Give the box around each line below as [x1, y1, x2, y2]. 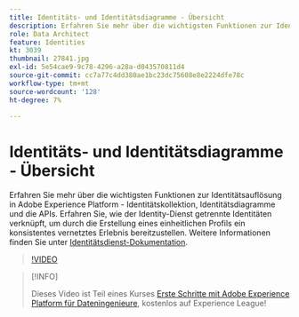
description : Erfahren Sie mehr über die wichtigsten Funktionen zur [9, 21, 273, 30]
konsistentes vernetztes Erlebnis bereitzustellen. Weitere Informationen [9, 227, 271, 238]
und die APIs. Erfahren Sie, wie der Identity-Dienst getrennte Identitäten [9, 209, 272, 219]
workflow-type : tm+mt [9, 79, 90, 88]
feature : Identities [9, 37, 86, 47]
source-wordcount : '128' [9, 87, 101, 96]
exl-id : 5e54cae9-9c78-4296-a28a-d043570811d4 [9, 63, 185, 72]
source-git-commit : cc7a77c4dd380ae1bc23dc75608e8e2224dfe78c [9, 71, 245, 80]
